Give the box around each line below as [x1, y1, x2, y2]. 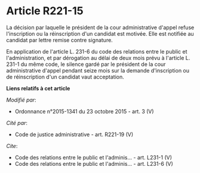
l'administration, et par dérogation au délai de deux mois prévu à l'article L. [6, 54, 190, 61]
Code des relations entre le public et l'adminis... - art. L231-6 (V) [14, 160, 173, 167]
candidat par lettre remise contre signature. [6, 36, 113, 43]
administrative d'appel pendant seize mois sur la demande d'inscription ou [6, 67, 190, 74]
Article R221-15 [6, 4, 84, 18]
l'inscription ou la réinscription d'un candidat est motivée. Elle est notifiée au [6, 30, 194, 37]
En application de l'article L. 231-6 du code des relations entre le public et [6, 48, 187, 55]
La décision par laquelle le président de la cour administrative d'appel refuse [6, 24, 195, 31]
